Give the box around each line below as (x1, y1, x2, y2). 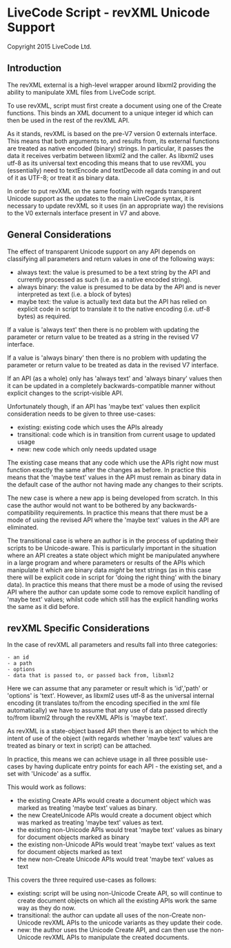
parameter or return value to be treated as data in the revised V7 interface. (7, 360, 219, 369)
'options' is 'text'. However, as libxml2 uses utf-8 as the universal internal (7, 692, 215, 700)
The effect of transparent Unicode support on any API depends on (7, 247, 196, 255)
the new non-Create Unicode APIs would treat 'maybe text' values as (17, 855, 214, 864)
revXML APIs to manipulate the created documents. (42, 934, 190, 942)
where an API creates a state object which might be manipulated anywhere (7, 551, 220, 559)
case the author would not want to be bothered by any (7, 501, 162, 509)
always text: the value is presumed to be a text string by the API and (17, 268, 211, 276)
